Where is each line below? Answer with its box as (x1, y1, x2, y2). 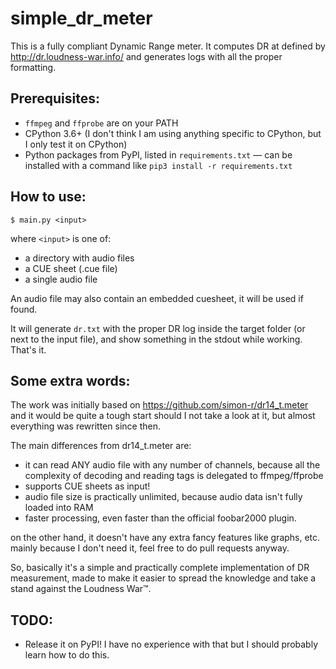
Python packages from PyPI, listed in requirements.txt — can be (24, 148, 293, 161)
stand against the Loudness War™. (10, 583, 152, 595)
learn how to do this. (24, 649, 110, 661)
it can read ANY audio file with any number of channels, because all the (24, 459, 321, 471)
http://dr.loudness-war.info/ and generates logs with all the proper (10, 50, 283, 62)
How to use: (10, 188, 87, 206)
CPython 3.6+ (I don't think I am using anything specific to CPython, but (24, 127, 322, 139)
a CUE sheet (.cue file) (24, 262, 118, 274)
